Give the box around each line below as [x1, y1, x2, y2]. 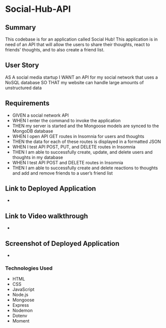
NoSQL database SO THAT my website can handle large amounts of [5, 79, 144, 85]
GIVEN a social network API [12, 112, 69, 118]
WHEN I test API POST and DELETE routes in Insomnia [12, 159, 123, 165]
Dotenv [12, 313, 27, 319]
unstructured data [5, 85, 42, 91]
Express [12, 302, 29, 308]
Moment [12, 318, 30, 324]
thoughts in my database [12, 154, 63, 160]
